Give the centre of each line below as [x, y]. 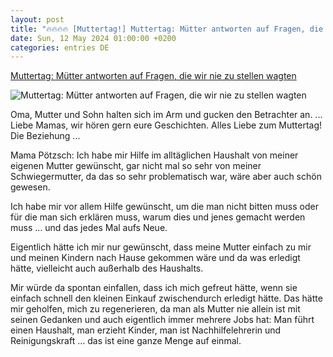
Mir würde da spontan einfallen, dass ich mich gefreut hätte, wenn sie [154, 288]
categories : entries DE [60, 47]
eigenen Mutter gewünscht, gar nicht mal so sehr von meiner [136, 166]
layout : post [37, 19]
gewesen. [30, 187]
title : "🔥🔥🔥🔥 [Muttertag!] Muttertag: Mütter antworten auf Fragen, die [167, 29]
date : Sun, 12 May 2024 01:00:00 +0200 [93, 38]
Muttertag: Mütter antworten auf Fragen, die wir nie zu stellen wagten [153, 76]
